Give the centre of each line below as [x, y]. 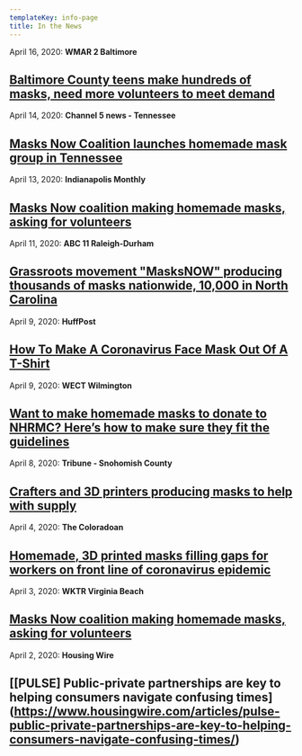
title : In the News [46, 26]
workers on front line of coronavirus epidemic [140, 569]
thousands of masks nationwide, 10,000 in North [149, 285]
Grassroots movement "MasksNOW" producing [146, 272]
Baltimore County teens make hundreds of [130, 80]
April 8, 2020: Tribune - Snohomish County [91, 463]
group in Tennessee [66, 158]
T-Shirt [30, 364]
